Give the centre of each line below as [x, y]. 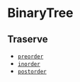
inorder [29, 64]
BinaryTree [40, 13]
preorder [30, 57]
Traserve [28, 39]
